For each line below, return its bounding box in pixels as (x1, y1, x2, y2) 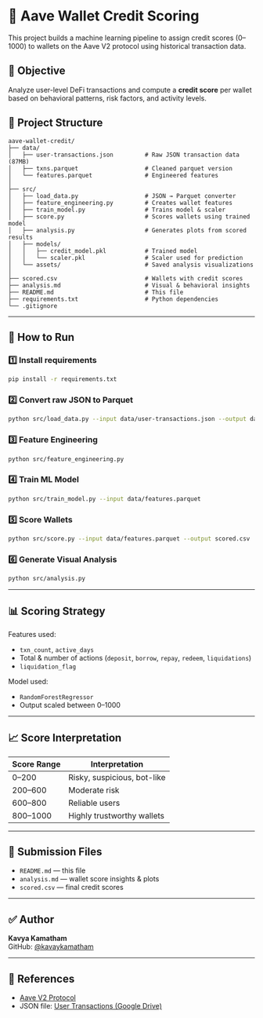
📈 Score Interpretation (8, 731, 122, 745)
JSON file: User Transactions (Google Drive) (19, 1002, 163, 1011)
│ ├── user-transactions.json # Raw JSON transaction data (8, 151, 240, 159)
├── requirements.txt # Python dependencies (8, 295, 219, 303)
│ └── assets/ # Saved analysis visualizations (8, 261, 254, 269)
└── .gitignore (8, 302, 58, 309)
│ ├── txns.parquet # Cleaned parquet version (8, 164, 233, 172)
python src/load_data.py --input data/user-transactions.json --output (8, 416, 247, 423)
